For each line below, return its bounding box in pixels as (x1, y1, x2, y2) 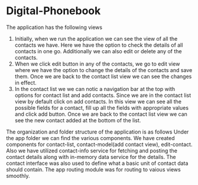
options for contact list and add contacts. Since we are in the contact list (14, 92, 191, 99)
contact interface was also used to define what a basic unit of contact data (6, 160, 189, 167)
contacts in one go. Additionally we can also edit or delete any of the (14, 47, 182, 54)
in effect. (14, 79, 37, 86)
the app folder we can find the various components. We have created (6, 134, 175, 141)
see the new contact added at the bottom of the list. (14, 116, 141, 124)
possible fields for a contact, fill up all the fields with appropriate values (14, 104, 189, 111)
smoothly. (6, 172, 31, 179)
